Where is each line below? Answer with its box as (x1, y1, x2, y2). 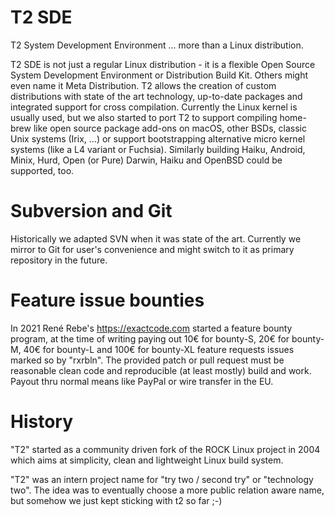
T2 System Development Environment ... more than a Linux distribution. (10, 39, 304, 51)
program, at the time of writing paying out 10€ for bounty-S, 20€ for (10, 332, 290, 345)
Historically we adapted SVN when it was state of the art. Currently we (10, 232, 302, 245)
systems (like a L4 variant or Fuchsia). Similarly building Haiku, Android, (10, 143, 306, 155)
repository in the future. (10, 254, 108, 266)
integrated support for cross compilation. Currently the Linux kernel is (10, 101, 298, 113)
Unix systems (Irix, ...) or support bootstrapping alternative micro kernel (10, 132, 306, 145)
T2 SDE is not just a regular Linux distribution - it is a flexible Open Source (10, 58, 316, 70)
